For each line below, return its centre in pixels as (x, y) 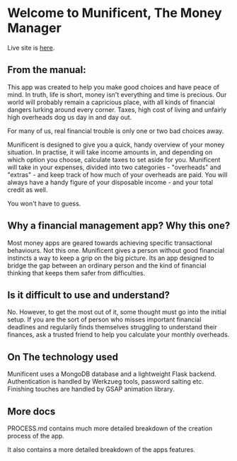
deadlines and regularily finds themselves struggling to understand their (112, 327)
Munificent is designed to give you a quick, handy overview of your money (116, 144)
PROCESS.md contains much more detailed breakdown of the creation (110, 428)
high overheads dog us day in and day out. (70, 117)
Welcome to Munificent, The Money (115, 13)
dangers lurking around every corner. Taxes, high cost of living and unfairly (117, 109)
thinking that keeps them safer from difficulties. (76, 273)
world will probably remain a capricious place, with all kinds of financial (111, 102)
